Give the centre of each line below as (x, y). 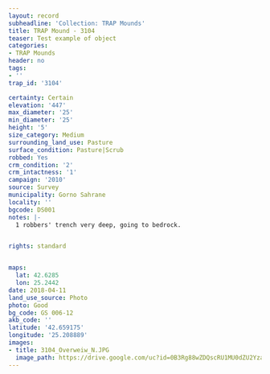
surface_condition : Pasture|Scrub (66, 150)
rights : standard (37, 246)
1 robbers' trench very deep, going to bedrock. (98, 225)
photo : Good (28, 305)
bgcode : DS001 (32, 210)
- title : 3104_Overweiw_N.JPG (59, 350)
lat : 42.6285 (37, 275)
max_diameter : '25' (41, 113)
